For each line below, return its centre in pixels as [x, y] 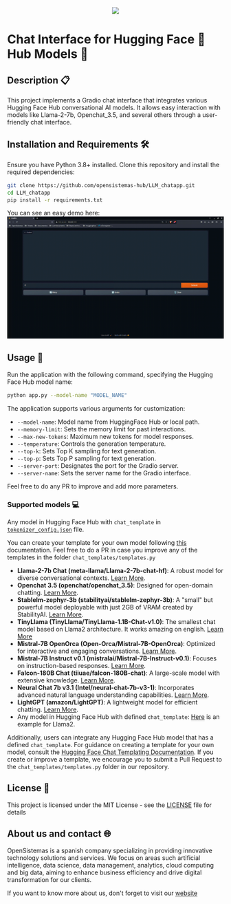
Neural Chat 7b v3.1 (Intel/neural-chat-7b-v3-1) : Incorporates [106, 687]
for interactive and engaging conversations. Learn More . [97, 651]
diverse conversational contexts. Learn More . [81, 578]
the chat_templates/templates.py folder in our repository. [88, 766]
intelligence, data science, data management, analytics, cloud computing [111, 865]
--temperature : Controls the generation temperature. [91, 444]
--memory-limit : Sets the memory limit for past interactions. [101, 429]
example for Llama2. [46, 724]
